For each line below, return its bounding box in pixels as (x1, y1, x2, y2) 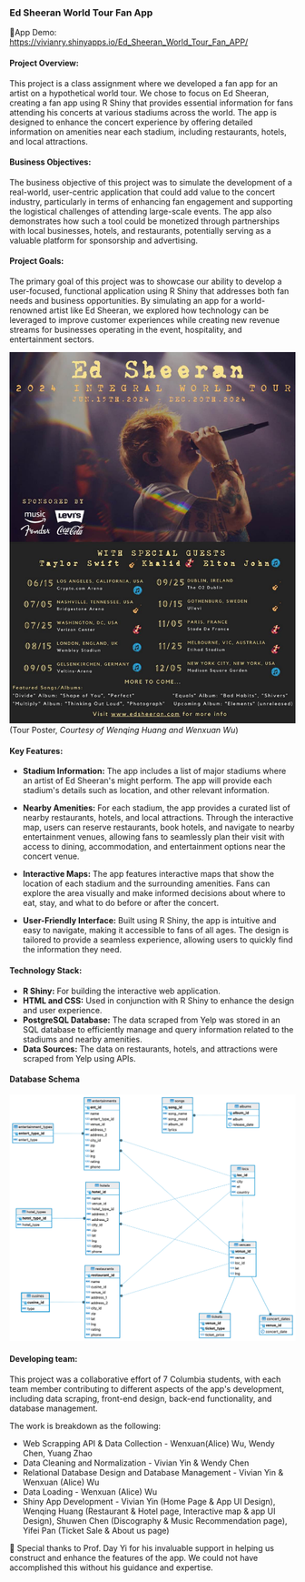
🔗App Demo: (9, 27, 57, 38)
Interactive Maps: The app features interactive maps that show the (22, 869, 275, 880)
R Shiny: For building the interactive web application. (22, 985, 221, 996)
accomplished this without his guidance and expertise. (9, 1562, 213, 1573)
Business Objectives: (9, 156, 92, 167)
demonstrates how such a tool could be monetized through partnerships (9, 216, 280, 227)
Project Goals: (9, 256, 64, 267)
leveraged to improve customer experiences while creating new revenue (9, 314, 280, 325)
